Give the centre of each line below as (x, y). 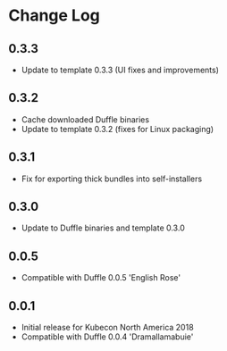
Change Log (54, 16)
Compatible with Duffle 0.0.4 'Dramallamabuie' (107, 337)
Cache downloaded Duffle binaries (85, 119)
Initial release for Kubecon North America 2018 (107, 328)
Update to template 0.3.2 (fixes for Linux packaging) (118, 129)
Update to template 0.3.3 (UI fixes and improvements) (120, 70)
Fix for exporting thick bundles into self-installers (112, 179)
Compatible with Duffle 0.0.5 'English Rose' (101, 278)
